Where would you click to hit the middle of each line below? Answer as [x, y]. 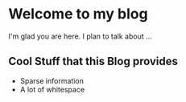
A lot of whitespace [52, 89]
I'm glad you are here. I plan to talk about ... [81, 36]
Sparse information [52, 80]
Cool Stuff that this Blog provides [93, 61]
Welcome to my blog [78, 14]
